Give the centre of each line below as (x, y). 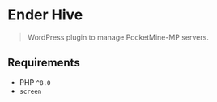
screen (30, 91)
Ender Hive (45, 15)
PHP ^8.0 (35, 82)
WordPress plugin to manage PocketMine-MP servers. (118, 37)
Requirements (44, 63)
